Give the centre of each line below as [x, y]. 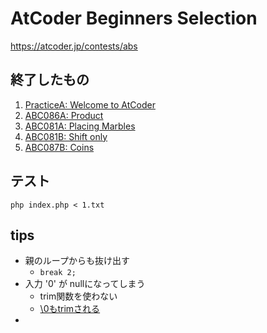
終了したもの [50, 80]
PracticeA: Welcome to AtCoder [90, 104]
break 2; [58, 273]
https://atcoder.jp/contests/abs [74, 46]
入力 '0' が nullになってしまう [85, 284]
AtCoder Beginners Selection [134, 18]
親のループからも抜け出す [77, 261]
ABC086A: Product [64, 115]
